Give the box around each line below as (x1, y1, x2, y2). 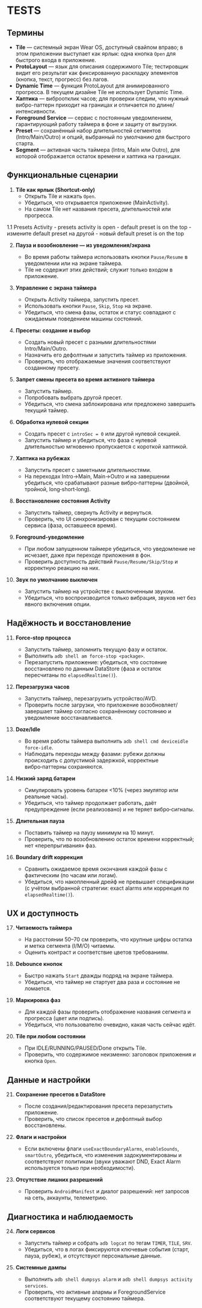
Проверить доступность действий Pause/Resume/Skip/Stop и (24, 557, 178, 565)
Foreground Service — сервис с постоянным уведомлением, (15, 114, 173, 121)
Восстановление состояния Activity (15, 497, 111, 504)
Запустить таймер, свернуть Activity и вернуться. (24, 509, 153, 516)
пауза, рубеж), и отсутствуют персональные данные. (24, 1252, 162, 1260)
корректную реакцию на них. (24, 564, 100, 571)
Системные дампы (15, 1264, 67, 1271)
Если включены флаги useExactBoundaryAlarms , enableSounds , (24, 1145, 179, 1152)
